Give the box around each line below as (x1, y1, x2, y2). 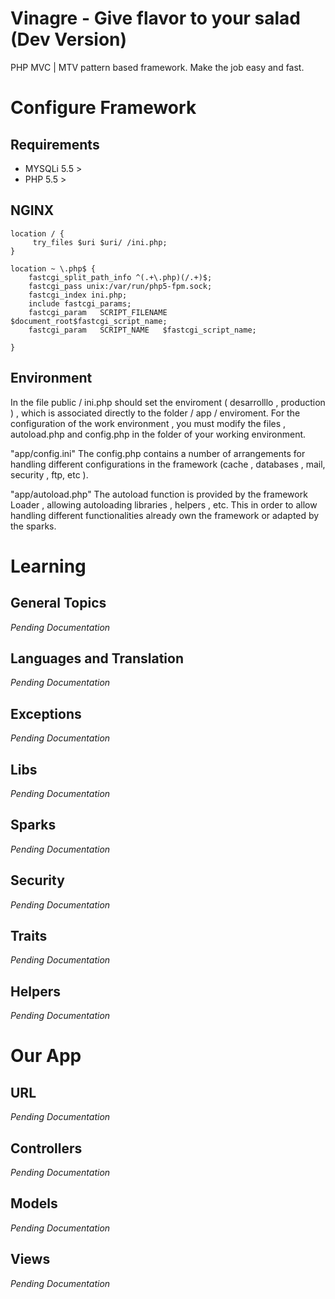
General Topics (10, 595, 107, 612)
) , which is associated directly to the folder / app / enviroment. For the (10, 407, 301, 419)
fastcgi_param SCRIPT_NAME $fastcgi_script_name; (28, 325, 257, 335)
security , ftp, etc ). (10, 468, 89, 481)
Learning (10, 555, 87, 577)
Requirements (10, 136, 100, 153)
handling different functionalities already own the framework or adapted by (10, 509, 320, 521)
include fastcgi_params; (28, 298, 132, 309)
